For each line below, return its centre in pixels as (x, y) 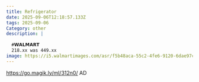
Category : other (26, 28)
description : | (25, 34)
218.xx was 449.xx (34, 51)
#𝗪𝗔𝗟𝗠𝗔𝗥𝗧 (25, 45)
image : (14, 56)
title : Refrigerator (32, 12)
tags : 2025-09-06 (28, 23)
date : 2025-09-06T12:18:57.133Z (46, 17)
